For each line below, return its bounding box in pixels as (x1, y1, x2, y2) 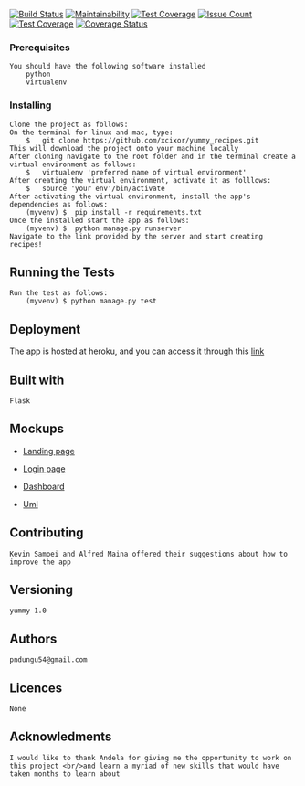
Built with (9, 372, 65, 388)
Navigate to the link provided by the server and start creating (9, 231, 263, 241)
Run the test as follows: (9, 289, 108, 298)
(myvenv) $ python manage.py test (26, 297, 157, 306)
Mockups (9, 421, 65, 437)
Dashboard (22, 481, 66, 492)
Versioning (9, 582, 73, 598)
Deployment (9, 321, 81, 337)
